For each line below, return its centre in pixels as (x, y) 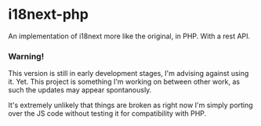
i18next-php (48, 14)
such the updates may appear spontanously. (80, 90)
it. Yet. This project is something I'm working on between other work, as (124, 82)
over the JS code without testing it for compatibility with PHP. (107, 113)
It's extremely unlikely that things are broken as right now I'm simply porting (130, 105)
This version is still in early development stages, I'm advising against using (129, 74)
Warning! (26, 56)
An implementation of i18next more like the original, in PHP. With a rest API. (129, 36)
